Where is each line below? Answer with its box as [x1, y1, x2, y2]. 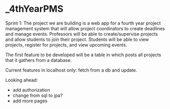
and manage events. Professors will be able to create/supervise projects [5, 31, 158, 37]
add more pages [12, 98, 48, 104]
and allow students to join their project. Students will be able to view [5, 36, 149, 42]
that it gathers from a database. [5, 57, 72, 63]
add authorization [12, 86, 50, 93]
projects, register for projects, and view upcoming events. [5, 41, 128, 48]
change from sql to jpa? [12, 92, 63, 98]
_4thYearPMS [5, 3, 63, 15]
